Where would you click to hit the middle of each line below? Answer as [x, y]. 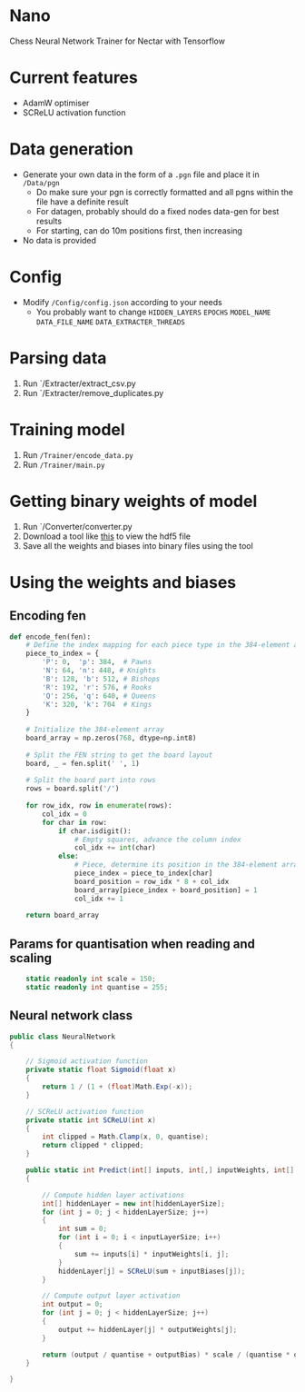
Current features [74, 78]
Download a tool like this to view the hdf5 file [106, 536]
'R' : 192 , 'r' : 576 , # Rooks [97, 687]
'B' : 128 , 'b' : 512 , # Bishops [101, 679]
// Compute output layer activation [111, 1296]
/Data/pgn [41, 183]
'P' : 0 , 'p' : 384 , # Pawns [97, 662]
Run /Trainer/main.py [64, 464]
